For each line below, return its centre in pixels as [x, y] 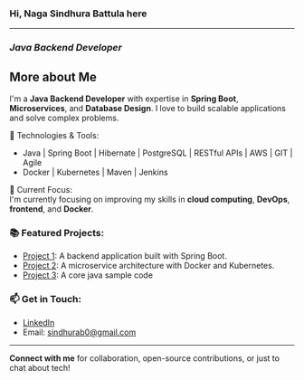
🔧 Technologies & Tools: [54, 136]
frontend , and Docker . [52, 209]
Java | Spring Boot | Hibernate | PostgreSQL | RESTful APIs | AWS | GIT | [157, 153]
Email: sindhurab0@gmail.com [79, 332]
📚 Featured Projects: [57, 233]
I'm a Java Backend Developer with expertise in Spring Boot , [124, 99]
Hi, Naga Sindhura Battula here [78, 14]
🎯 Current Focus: [41, 190]
